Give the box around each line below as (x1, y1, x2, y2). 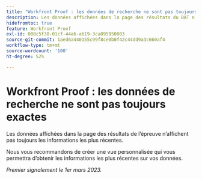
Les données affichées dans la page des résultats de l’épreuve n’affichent (6, 130, 189, 137)
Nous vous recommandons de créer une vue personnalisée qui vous (6, 148, 176, 155)
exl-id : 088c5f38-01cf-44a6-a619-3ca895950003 (6, 31, 125, 37)
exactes (6, 110, 47, 124)
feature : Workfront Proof (6, 25, 71, 32)
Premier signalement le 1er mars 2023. (6, 166, 102, 173)
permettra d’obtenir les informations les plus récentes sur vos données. (6, 154, 183, 162)
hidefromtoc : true (6, 20, 52, 26)
